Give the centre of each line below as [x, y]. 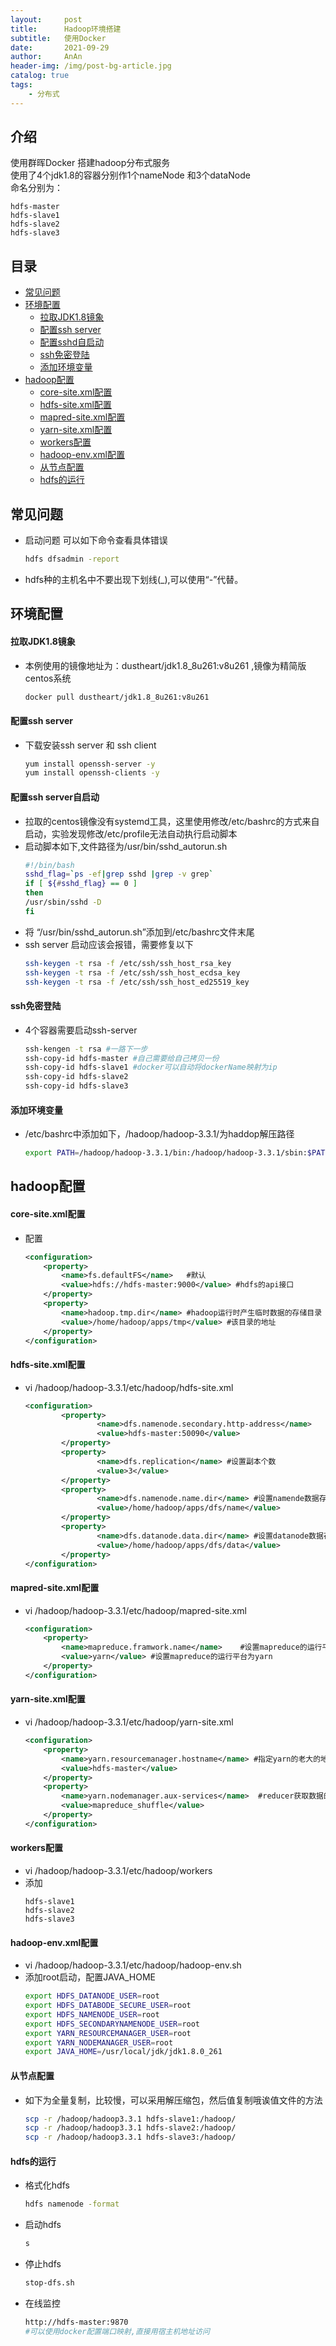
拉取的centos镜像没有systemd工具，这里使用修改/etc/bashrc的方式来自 [172, 821]
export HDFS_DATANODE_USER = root [92, 1996]
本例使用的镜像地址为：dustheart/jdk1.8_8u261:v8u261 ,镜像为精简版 [165, 665]
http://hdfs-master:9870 [76, 2322]
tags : [21, 85]
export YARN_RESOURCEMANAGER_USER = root [108, 2033]
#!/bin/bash [49, 865]
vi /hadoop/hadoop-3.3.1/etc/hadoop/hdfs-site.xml [129, 1387]
